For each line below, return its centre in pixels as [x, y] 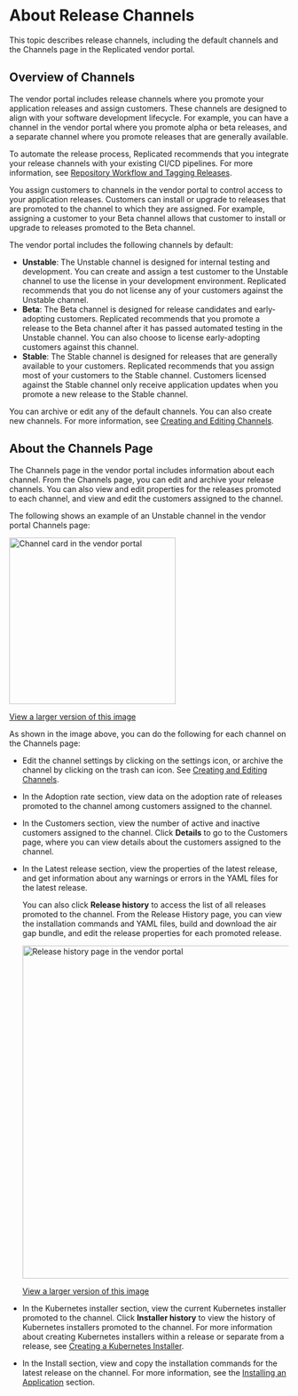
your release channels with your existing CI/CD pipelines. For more [131, 163]
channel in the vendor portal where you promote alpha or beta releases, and [148, 127]
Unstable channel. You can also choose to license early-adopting [141, 337]
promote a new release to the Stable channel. [105, 394]
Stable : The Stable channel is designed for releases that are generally [149, 356]
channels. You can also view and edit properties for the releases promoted [145, 488]
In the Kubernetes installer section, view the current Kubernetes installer [154, 1308]
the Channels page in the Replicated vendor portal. [102, 49]
